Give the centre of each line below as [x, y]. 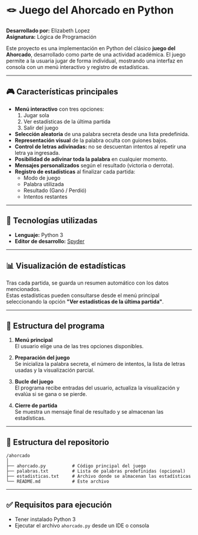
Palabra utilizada [44, 184]
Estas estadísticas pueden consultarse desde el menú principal [83, 295]
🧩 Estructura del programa [55, 326]
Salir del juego [41, 128]
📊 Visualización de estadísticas [66, 265]
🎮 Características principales [62, 92]
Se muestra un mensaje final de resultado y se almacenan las [89, 412]
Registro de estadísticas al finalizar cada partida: [75, 171]
